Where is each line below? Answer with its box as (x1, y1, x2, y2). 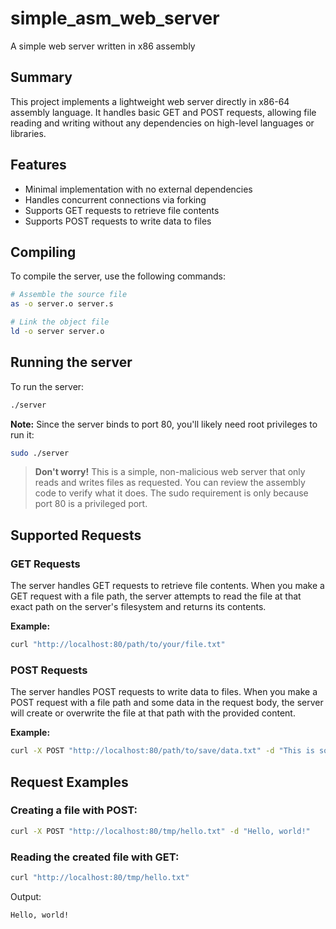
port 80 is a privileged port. (34, 498, 148, 510)
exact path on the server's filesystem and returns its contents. (10, 601, 267, 613)
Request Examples (10, 773, 129, 791)
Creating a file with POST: (10, 803, 138, 817)
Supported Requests (10, 527, 142, 544)
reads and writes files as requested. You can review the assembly (34, 477, 306, 489)
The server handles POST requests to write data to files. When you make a (10, 686, 318, 698)
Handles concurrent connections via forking (24, 193, 207, 206)
